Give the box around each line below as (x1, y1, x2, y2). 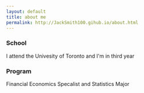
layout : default (6, 8, 46, 15)
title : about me (6, 14, 46, 20)
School (6, 39, 27, 47)
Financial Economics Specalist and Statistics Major (6, 80, 130, 87)
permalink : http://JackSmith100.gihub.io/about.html (6, 19, 139, 25)
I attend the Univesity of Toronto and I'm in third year (6, 52, 135, 59)
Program (6, 67, 32, 75)
